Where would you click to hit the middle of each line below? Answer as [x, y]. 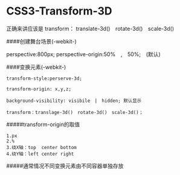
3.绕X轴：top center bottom [42, 147]
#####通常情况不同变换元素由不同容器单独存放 [65, 166]
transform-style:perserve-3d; [44, 78]
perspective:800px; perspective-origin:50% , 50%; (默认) [84, 54]
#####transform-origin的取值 [43, 124]
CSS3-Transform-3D [59, 11]
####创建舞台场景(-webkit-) [41, 41]
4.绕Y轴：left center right [40, 154]
